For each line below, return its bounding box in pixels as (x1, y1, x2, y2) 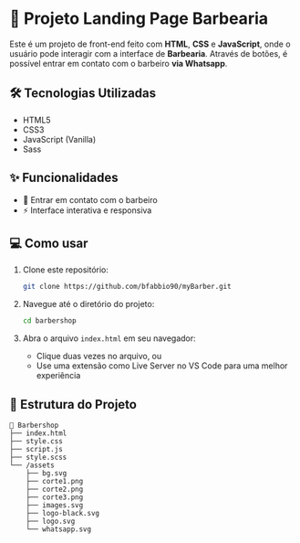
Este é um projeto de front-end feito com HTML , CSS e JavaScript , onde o (9, 38, 291, 49)
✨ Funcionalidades (9, 170, 119, 186)
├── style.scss (9, 452, 67, 462)
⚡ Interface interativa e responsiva (22, 205, 152, 216)
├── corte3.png (26, 493, 84, 502)
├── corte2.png (26, 484, 84, 494)
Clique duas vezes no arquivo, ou (36, 351, 162, 362)
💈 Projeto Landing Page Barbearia (9, 8, 269, 29)
